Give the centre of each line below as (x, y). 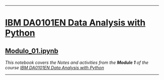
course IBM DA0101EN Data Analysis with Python (54, 68)
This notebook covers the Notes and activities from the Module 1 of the (77, 63)
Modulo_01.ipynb (32, 51)
